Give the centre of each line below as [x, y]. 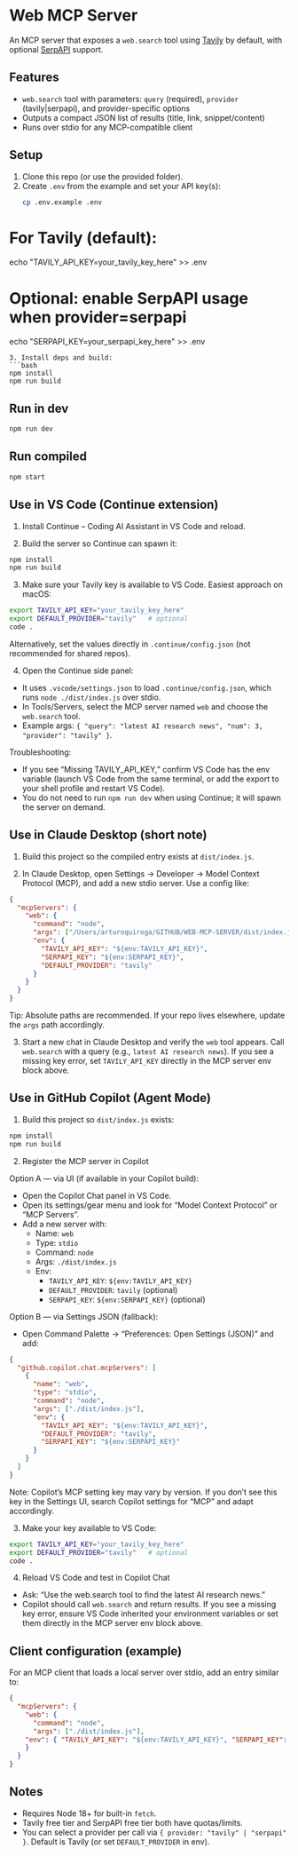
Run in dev [39, 408]
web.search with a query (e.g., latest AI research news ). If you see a [148, 1051]
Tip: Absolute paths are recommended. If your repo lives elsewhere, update [147, 1015]
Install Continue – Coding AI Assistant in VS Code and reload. [133, 526]
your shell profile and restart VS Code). [94, 788]
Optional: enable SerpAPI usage [129, 298]
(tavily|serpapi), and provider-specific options [106, 108]
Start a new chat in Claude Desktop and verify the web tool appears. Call [153, 1042]
